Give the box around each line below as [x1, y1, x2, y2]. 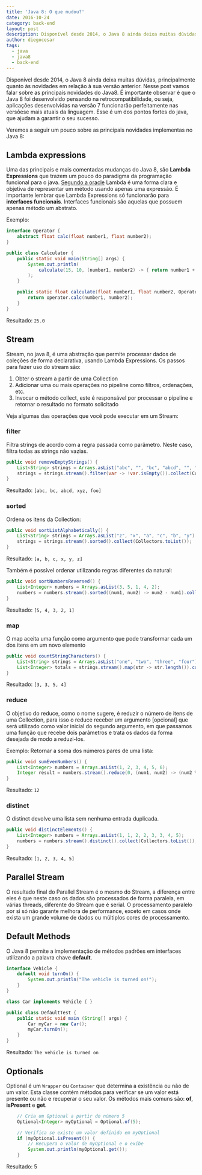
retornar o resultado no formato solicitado [14, 400, 119, 408]
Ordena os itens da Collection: [6, 516, 81, 523]
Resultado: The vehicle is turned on [6, 1049, 99, 1056]
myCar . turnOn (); [28, 1026, 69, 1033]
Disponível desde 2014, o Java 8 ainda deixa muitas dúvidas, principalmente [6, 76, 195, 83]
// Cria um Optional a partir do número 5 [17, 1113, 125, 1119]
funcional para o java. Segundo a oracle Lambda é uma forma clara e [6, 179, 177, 186]
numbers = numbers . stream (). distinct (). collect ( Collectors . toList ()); [17, 838, 198, 844]
